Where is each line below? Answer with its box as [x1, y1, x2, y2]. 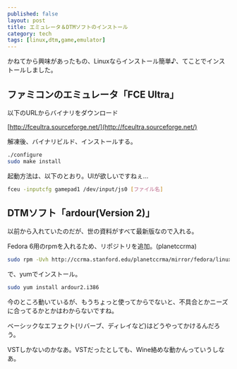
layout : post [7, 17, 46, 24]
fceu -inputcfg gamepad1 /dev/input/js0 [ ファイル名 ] [7, 185, 164, 193]
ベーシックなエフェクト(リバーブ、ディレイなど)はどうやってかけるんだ [7, 322, 214, 330]
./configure [7, 151, 42, 158]
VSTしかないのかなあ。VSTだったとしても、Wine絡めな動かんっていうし [7, 346, 219, 354]
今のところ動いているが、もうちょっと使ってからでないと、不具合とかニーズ [7, 298, 229, 306]
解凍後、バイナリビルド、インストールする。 [7, 137, 137, 146]
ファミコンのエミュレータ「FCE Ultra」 [7, 88, 179, 100]
